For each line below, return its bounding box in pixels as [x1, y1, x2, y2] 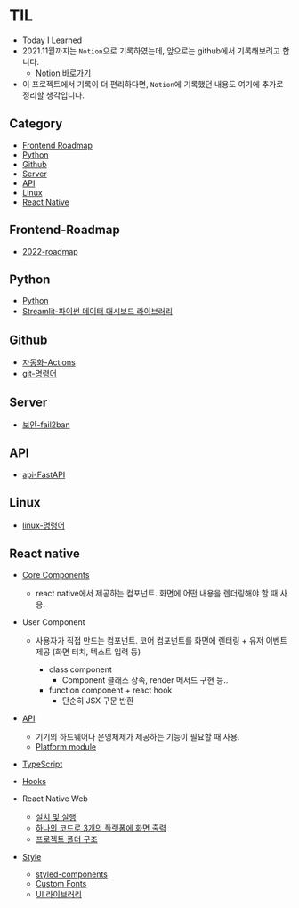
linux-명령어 [21, 520, 65, 531]
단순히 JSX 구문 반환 [61, 695, 134, 706]
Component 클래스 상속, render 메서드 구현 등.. [61, 675, 229, 685]
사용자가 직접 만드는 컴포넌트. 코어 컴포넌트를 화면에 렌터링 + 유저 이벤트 [35, 636, 287, 646]
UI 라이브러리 [35, 889, 83, 900]
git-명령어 [21, 369, 58, 379]
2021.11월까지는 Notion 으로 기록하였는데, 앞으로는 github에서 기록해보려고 [21, 45, 281, 56]
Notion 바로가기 [35, 68, 92, 78]
